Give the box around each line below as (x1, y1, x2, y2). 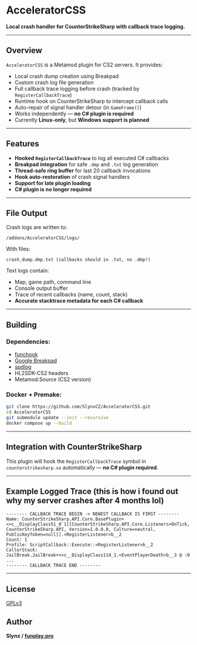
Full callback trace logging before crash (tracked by (14, 85, 140, 92)
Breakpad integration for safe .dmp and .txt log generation (14, 161, 158, 168)
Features (6, 139, 39, 149)
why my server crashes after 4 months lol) (6, 496, 164, 506)
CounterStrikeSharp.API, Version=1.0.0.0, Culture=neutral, (6, 527, 157, 533)
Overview (6, 45, 43, 56)
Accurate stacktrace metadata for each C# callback (14, 298, 144, 305)
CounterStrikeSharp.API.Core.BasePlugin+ (21, 516, 125, 522)
